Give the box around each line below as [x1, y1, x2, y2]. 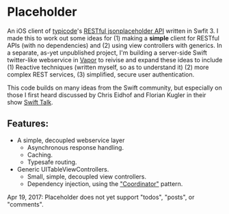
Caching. [27, 150, 53, 159]
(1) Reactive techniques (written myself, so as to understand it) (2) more [7, 63, 209, 71]
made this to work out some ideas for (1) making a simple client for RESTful [7, 34, 220, 42]
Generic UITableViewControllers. [16, 165, 109, 173]
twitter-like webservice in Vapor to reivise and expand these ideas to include [7, 55, 223, 64]
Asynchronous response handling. [27, 143, 124, 151]
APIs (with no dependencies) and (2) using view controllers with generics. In [7, 41, 222, 49]
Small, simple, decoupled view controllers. [27, 172, 147, 180]
